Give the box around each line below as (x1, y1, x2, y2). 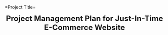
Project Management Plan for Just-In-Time (6, 14, 163, 23)
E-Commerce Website (44, 23, 125, 32)
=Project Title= (5, 4, 36, 10)
